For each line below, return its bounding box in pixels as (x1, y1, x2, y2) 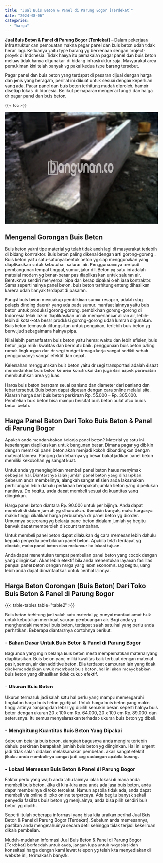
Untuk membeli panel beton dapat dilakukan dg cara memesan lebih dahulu (5, 532, 156, 538)
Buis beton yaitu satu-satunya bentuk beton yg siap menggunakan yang (5, 256, 149, 262)
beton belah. (5, 403, 31, 408)
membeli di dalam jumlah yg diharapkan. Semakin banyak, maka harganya (5, 508, 153, 513)
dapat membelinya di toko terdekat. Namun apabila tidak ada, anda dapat (5, 787, 151, 793)
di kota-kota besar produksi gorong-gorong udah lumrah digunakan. (16, 317, 152, 323)
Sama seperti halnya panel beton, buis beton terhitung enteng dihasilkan (5, 282, 150, 288)
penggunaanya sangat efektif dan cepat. (5, 352, 86, 358)
